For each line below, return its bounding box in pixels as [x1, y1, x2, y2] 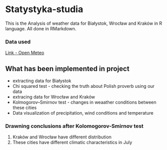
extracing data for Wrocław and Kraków [12, 94, 95, 100]
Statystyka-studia [5, 4, 83, 15]
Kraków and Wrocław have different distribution [12, 134, 112, 140]
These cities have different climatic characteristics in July [12, 139, 133, 145]
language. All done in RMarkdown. [5, 25, 77, 31]
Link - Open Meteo [5, 49, 44, 56]
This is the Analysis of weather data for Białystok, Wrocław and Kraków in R [5, 20, 162, 26]
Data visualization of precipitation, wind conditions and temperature [12, 110, 154, 116]
